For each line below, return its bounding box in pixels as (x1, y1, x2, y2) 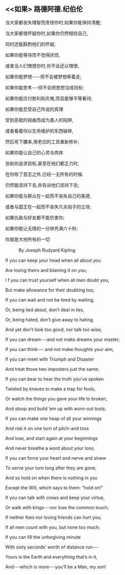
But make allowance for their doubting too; (5, 287, 95, 293)
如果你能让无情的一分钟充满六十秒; (5, 225, 78, 231)
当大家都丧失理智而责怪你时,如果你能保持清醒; (5, 19, 102, 26)
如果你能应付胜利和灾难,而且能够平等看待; (5, 95, 93, 101)
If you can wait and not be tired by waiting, (5, 296, 95, 303)
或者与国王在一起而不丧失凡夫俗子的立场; (5, 204, 91, 210)
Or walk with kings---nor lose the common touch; (5, 504, 109, 510)
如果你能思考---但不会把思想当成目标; (5, 84, 84, 90)
